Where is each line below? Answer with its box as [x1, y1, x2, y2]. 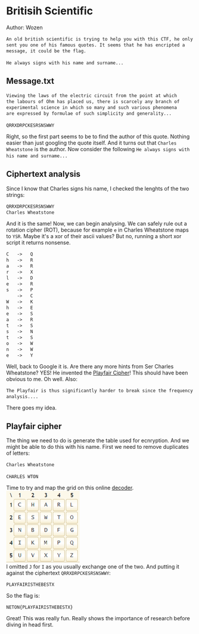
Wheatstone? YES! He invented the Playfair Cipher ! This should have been [6, 369, 188, 376]
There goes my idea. [6, 404, 57, 411]
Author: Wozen [6, 24, 43, 31]
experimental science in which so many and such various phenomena [6, 104, 178, 111]
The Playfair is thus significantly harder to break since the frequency [6, 388, 194, 393]
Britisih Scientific [6, 4, 94, 18]
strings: [6, 191, 25, 198]
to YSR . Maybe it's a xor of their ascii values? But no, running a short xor [6, 232, 182, 239]
